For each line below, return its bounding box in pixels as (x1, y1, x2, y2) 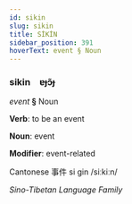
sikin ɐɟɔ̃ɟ (9, 76, 55, 89)
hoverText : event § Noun (9, 47, 102, 55)
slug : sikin (9, 21, 54, 30)
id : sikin (9, 13, 46, 22)
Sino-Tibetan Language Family (9, 184, 123, 195)
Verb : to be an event (9, 114, 85, 124)
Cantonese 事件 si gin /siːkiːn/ (9, 166, 118, 177)
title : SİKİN (9, 30, 58, 38)
